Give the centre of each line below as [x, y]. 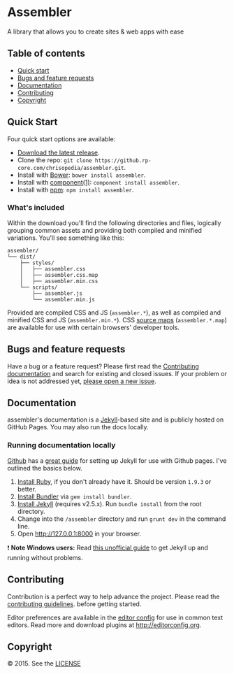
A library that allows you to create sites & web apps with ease [96, 31]
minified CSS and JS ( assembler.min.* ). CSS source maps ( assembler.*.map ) [117, 320]
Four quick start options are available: [61, 139]
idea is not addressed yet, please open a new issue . [82, 381]
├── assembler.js [57, 293]
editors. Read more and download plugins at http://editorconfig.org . [104, 625]
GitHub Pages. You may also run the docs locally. [78, 427]
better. [27, 489]
